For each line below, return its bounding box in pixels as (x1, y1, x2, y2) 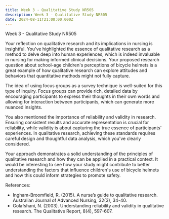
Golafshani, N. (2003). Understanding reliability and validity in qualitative (12, 203, 164, 209)
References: (5, 182, 30, 188)
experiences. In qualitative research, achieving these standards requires (5, 130, 156, 136)
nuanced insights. (5, 104, 43, 111)
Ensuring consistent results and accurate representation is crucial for (5, 120, 149, 126)
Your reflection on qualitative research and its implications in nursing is (5, 41, 153, 47)
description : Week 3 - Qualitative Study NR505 (5, 12, 108, 17)
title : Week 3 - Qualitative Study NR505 (5, 7, 94, 13)
